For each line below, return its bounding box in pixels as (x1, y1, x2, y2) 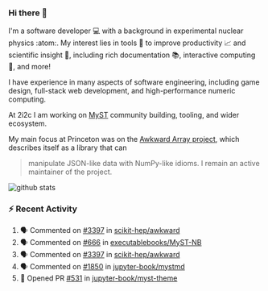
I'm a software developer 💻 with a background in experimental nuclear (8, 26, 244, 35)
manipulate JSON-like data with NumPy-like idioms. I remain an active (27, 159, 260, 168)
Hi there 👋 (8, 7, 48, 19)
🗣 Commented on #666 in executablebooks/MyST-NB (19, 237, 202, 247)
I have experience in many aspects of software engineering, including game (8, 77, 260, 87)
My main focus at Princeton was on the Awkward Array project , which (8, 135, 240, 144)
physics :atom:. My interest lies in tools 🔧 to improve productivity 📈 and (8, 38, 246, 48)
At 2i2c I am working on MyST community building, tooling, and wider (8, 110, 240, 120)
